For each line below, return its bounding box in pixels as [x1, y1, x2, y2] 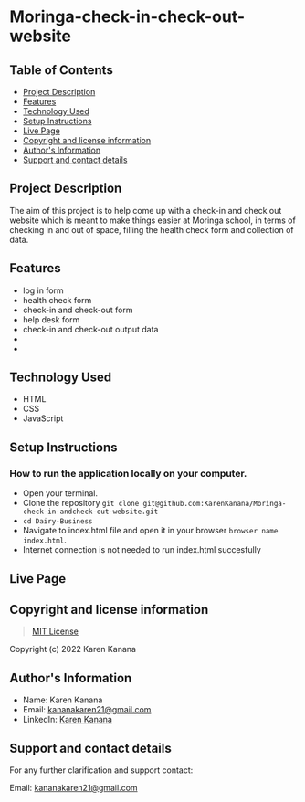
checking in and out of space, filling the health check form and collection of [9, 224, 294, 235]
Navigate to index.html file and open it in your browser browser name [22, 525, 279, 536]
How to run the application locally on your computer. [9, 467, 247, 480]
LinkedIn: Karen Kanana [22, 714, 112, 725]
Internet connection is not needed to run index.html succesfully [22, 544, 262, 555]
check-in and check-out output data [22, 323, 159, 334]
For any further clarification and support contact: [9, 765, 194, 776]
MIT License [31, 626, 79, 637]
